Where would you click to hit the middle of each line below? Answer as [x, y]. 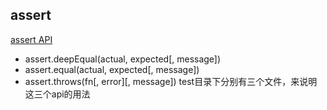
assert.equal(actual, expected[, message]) [112, 69]
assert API [31, 39]
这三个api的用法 [57, 94]
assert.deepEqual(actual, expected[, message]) [123, 59]
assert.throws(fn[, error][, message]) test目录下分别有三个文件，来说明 [171, 81]
